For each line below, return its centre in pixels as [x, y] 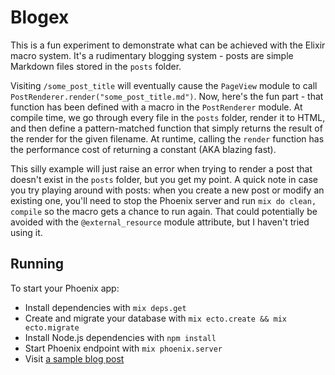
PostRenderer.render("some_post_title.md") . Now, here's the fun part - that [167, 96]
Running [37, 264]
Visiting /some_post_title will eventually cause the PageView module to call [164, 85]
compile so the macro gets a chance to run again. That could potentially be [164, 211]
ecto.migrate [52, 327]
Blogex [40, 17]
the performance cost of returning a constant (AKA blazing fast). [143, 149]
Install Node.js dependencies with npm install [120, 337]
